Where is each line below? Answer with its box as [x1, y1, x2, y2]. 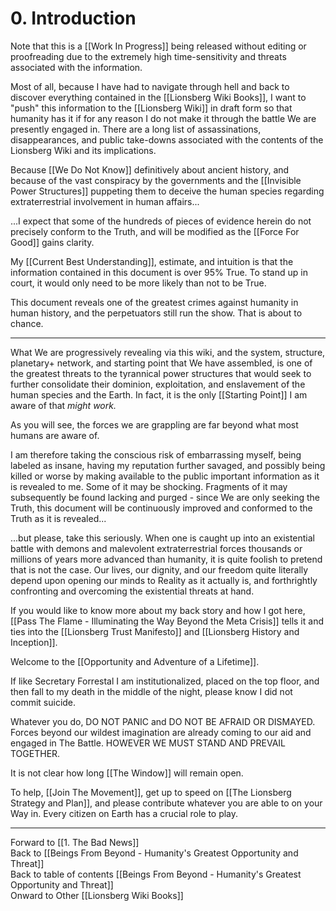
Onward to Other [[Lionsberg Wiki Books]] [10, 889, 184, 901]
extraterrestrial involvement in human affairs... [10, 195, 200, 207]
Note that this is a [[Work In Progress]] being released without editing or [10, 40, 307, 52]
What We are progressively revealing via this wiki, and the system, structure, [10, 346, 326, 358]
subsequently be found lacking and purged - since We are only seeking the [10, 491, 320, 503]
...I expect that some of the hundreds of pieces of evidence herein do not [10, 215, 312, 227]
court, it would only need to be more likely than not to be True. [10, 277, 267, 289]
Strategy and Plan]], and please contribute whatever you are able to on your [10, 797, 323, 809]
